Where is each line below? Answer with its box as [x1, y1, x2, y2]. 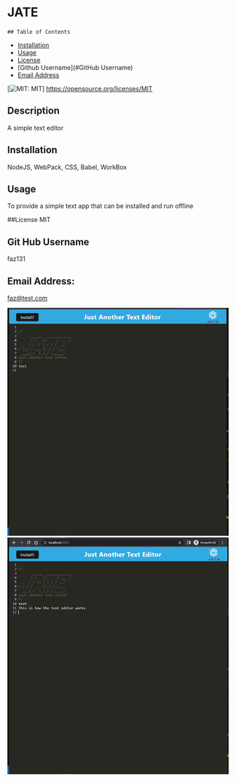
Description [7, 105, 60, 117]
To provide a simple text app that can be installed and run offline [7, 202, 194, 210]
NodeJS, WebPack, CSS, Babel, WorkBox [7, 163, 127, 171]
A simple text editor [7, 123, 64, 132]
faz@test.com [7, 294, 48, 302]
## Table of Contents [7, 28, 71, 35]
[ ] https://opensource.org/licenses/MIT [7, 84, 153, 92]
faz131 [7, 255, 26, 263]
